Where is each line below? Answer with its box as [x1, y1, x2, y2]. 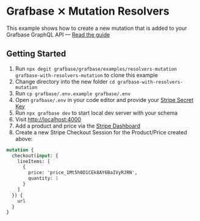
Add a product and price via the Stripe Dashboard [15, 122, 141, 129]
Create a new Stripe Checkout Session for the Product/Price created [15, 128, 187, 136]
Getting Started [6, 49, 66, 59]
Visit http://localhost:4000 [15, 115, 81, 123]
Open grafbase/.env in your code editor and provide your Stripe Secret [15, 96, 194, 103]
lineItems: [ [17, 158, 51, 164]
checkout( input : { [12, 153, 59, 159]
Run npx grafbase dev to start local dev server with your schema [15, 109, 178, 117]
